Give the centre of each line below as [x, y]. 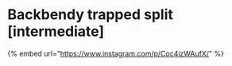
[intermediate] [56, 31]
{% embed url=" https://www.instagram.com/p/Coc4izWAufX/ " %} [116, 53]
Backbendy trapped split [91, 15]
